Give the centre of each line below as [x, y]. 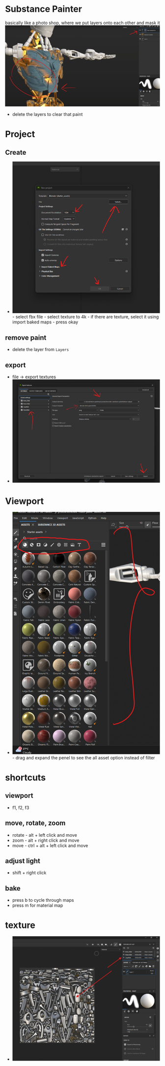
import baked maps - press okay [45, 322]
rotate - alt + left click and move [44, 835]
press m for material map [38, 905]
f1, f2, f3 [21, 808]
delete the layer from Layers [41, 350]
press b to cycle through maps [43, 900]
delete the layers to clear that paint [47, 114]
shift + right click [29, 873]
